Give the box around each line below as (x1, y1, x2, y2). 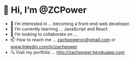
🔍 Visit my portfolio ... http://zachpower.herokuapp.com (10, 49, 125, 55)
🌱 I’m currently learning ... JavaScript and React (10, 26, 108, 31)
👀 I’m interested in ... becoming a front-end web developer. (10, 21, 131, 27)
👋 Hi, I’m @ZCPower (3, 4, 87, 16)
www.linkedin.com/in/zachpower (10, 44, 78, 50)
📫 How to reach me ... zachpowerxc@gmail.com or (10, 36, 116, 42)
